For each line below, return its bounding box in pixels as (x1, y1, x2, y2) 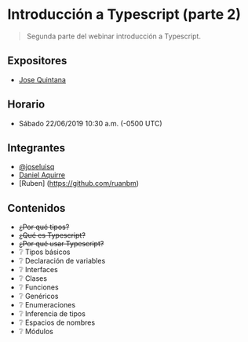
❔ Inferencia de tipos (18, 309, 86, 318)
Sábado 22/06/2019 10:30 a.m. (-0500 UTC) (18, 118, 162, 128)
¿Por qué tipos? (18, 222, 70, 232)
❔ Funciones (18, 282, 60, 292)
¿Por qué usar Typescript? (18, 239, 104, 249)
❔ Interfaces (18, 265, 58, 275)
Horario (7, 98, 46, 111)
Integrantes (7, 141, 66, 155)
